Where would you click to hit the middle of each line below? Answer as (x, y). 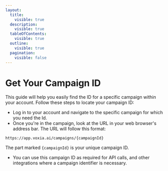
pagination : (23, 53)
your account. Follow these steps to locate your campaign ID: (70, 102)
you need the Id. (30, 118)
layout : (14, 10)
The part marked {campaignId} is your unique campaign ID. (67, 148)
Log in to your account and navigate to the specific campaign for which (88, 113)
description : (24, 24)
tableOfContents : (28, 34)
